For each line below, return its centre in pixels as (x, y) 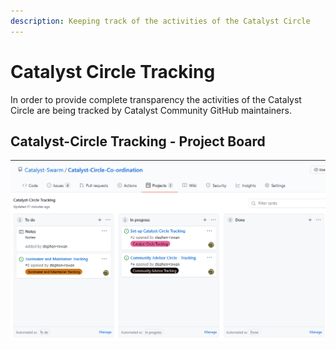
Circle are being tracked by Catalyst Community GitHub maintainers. (151, 110)
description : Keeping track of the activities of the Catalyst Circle (160, 21)
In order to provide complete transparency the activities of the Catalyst (156, 99)
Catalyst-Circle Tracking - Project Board (138, 141)
